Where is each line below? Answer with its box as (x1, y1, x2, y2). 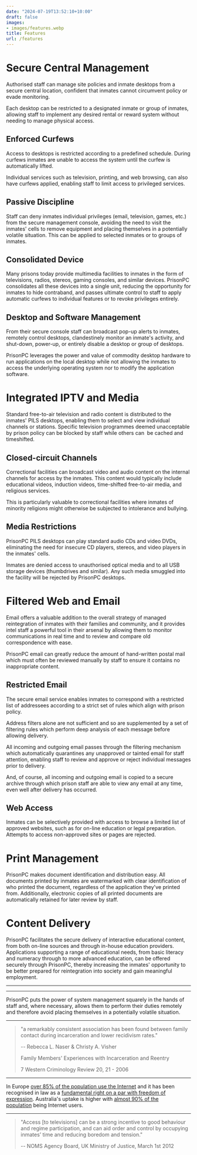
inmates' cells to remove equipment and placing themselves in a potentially (6, 225, 188, 232)
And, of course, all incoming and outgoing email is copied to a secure (6, 773, 174, 780)
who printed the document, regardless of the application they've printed (6, 884, 180, 891)
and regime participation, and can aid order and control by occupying (20, 1125, 189, 1132)
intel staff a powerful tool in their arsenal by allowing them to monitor (6, 626, 172, 633)
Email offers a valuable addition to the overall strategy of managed (6, 614, 167, 621)
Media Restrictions (6, 522, 77, 532)
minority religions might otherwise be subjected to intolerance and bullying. (6, 504, 189, 512)
